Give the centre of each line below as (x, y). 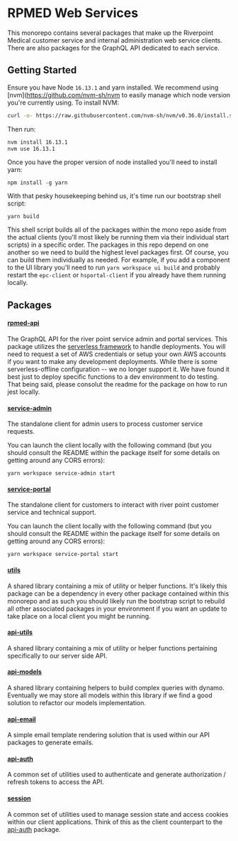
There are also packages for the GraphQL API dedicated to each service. (113, 48)
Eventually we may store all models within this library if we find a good (110, 695)
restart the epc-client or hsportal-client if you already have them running (117, 275)
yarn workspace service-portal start (63, 555)
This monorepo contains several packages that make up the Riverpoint (110, 33)
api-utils (20, 632)
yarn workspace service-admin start (61, 473)
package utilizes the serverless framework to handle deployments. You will (117, 346)
